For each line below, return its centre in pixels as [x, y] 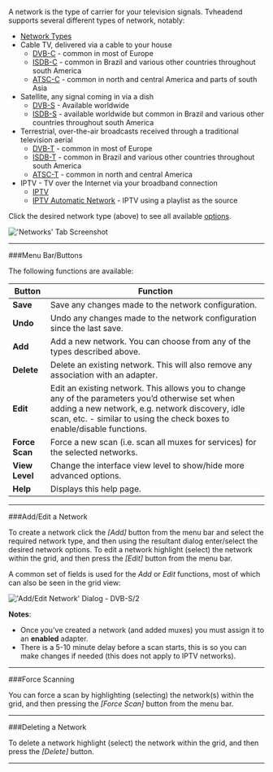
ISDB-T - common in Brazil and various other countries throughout [143, 157]
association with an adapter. [104, 375]
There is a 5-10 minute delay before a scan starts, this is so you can [133, 647]
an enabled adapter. [54, 639]
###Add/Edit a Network [48, 517]
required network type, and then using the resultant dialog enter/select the [133, 541]
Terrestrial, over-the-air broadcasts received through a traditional [130, 131]
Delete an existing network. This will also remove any [151, 365]
